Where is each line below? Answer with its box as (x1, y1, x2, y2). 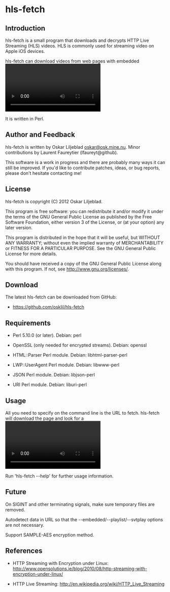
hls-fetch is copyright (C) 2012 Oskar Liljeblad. (5, 198, 103, 204)
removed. (5, 506, 25, 513)
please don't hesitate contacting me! (5, 170, 82, 176)
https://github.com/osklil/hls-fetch (12, 304, 85, 310)
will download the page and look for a (5, 415, 84, 421)
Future (5, 488, 27, 496)
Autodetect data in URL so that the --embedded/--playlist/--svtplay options (5, 516, 163, 523)
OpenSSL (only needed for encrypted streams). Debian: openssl (12, 342, 147, 348)
